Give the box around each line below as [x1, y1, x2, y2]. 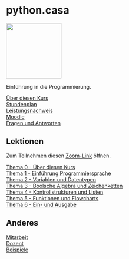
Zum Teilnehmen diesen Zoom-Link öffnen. [6, 152, 111, 159]
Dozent [6, 240, 24, 247]
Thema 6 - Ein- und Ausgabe [6, 201, 77, 208]
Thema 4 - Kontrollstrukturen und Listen [6, 189, 104, 196]
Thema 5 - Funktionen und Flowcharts [6, 194, 99, 201]
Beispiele [6, 246, 28, 253]
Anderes [6, 218, 38, 228]
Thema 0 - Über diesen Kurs [6, 163, 75, 170]
